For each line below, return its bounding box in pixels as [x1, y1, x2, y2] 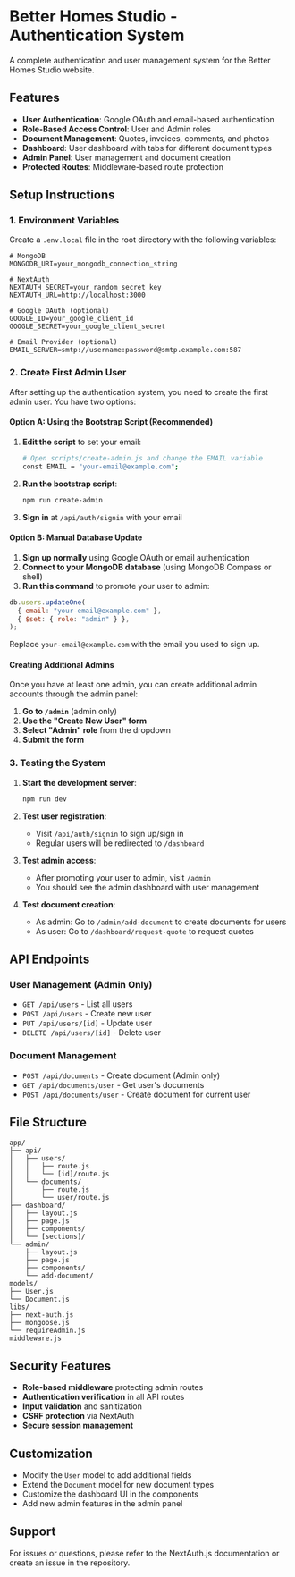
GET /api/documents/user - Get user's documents [21, 1079, 205, 1090]
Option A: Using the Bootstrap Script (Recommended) [9, 417, 213, 427]
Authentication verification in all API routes [21, 1392, 185, 1403]
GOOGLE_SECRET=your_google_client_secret [9, 322, 166, 332]
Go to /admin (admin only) [21, 706, 118, 717]
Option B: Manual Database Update [9, 532, 143, 543]
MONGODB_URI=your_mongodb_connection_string [9, 259, 178, 269]
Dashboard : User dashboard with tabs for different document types [21, 142, 273, 153]
